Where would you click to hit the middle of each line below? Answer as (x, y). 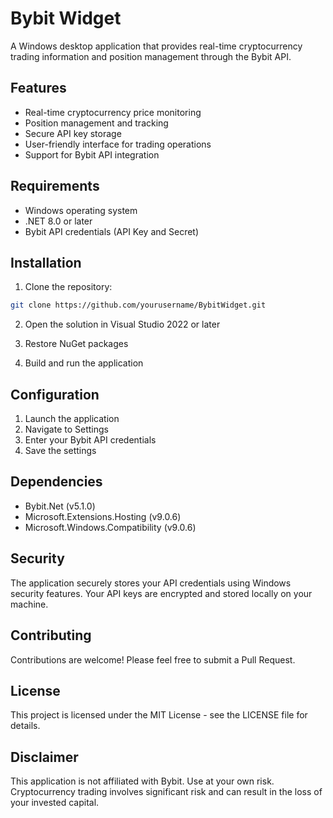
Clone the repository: (68, 287)
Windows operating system (81, 210)
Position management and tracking (96, 123)
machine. (29, 604)
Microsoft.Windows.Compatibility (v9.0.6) (110, 527)
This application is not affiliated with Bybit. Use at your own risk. (142, 781)
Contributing (51, 635)
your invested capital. (55, 803)
